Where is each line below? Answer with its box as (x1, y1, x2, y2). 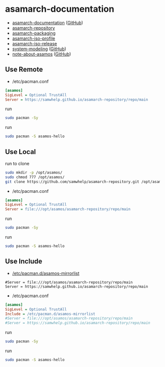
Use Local (5, 148, 36, 156)
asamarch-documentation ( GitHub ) (12, 20, 83, 26)
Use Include (5, 257, 43, 266)
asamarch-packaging (12, 30, 55, 36)
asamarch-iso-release (12, 40, 57, 46)
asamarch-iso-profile (12, 35, 55, 41)
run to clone (5, 160, 29, 166)
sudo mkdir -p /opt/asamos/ (5, 170, 63, 175)
